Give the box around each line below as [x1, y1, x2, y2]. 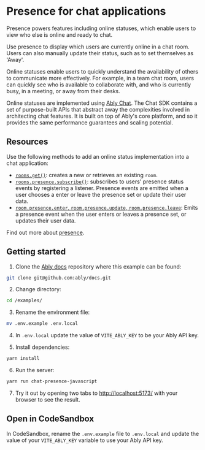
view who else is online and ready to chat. [6, 31, 113, 38]
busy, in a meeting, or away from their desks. [6, 87, 121, 94]
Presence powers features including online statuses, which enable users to [6, 25, 196, 32]
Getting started [6, 246, 66, 257]
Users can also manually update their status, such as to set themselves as [6, 49, 194, 56]
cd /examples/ [6, 297, 43, 304]
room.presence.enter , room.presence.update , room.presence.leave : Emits [15, 204, 198, 211]
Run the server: [15, 367, 55, 374]
